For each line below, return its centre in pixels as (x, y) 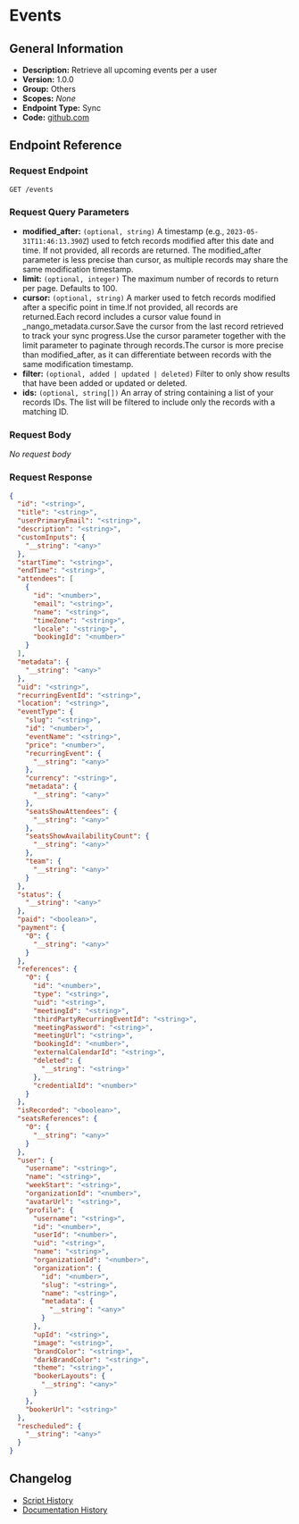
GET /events (31, 189)
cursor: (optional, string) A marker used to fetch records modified (149, 297)
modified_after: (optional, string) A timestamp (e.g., (123, 231)
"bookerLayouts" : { (69, 1377)
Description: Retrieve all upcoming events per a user (120, 70)
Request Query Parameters (69, 212)
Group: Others (49, 89)
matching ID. (46, 411)
